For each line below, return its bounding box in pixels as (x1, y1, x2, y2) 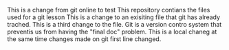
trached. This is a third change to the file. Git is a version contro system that (7, 21, 222, 28)
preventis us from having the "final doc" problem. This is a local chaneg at (7, 27, 217, 36)
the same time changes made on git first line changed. (7, 35, 162, 43)
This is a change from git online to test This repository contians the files (7, 6, 210, 14)
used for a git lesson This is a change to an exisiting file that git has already (7, 13, 221, 21)
